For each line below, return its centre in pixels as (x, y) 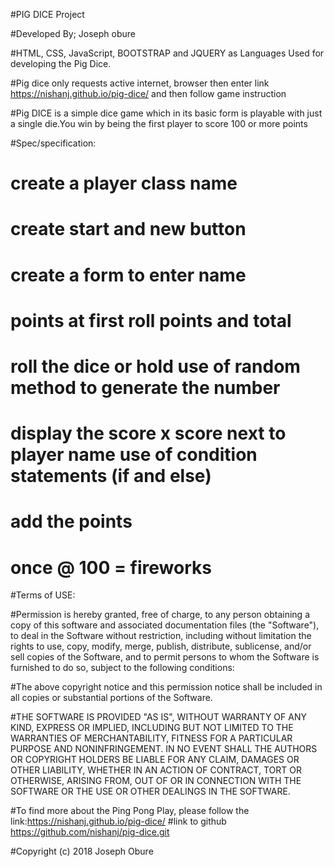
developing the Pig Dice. (61, 63)
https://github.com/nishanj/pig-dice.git (90, 832)
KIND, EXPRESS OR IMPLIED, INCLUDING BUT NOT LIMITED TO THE (152, 728)
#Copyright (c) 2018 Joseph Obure (82, 851)
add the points (71, 521)
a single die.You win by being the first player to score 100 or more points (159, 123)
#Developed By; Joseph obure (73, 33)
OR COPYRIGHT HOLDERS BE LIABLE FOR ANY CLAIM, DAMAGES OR (155, 760)
